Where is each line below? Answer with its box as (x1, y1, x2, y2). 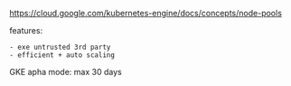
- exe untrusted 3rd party (9, 43, 111, 52)
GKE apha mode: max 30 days (9, 67, 122, 77)
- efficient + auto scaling (9, 51, 116, 60)
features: (9, 25, 43, 35)
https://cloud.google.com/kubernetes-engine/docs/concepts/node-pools (9, 8, 283, 18)
